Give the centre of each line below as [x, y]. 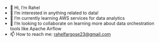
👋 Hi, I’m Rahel [25, 8]
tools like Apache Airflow [35, 29]
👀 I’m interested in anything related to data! [54, 13]
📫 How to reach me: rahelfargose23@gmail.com [60, 34]
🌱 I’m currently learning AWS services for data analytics [67, 18]
